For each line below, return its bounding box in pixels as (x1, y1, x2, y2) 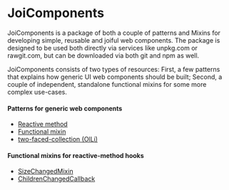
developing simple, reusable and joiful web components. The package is (7, 36, 220, 44)
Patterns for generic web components (7, 104, 123, 112)
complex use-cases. (7, 88, 68, 96)
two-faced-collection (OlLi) (17, 135, 98, 144)
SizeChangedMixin (17, 167, 73, 176)
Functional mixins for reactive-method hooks (7, 151, 144, 159)
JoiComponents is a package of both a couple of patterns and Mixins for (7, 28, 221, 37)
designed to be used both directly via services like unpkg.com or (7, 43, 198, 52)
